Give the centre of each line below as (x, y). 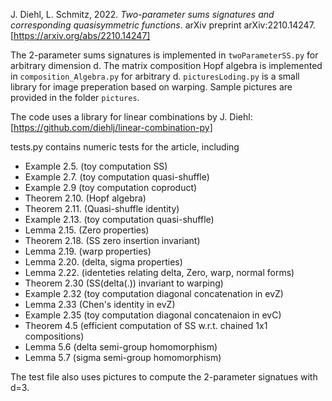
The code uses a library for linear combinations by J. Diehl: (131, 117)
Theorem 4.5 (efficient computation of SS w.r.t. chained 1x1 (146, 325)
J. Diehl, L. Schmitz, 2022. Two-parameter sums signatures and (142, 14)
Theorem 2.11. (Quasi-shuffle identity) (102, 208)
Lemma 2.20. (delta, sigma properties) (103, 262)
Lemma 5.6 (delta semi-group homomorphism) (121, 347)
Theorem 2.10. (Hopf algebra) (85, 198)
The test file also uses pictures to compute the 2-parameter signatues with (164, 377)
